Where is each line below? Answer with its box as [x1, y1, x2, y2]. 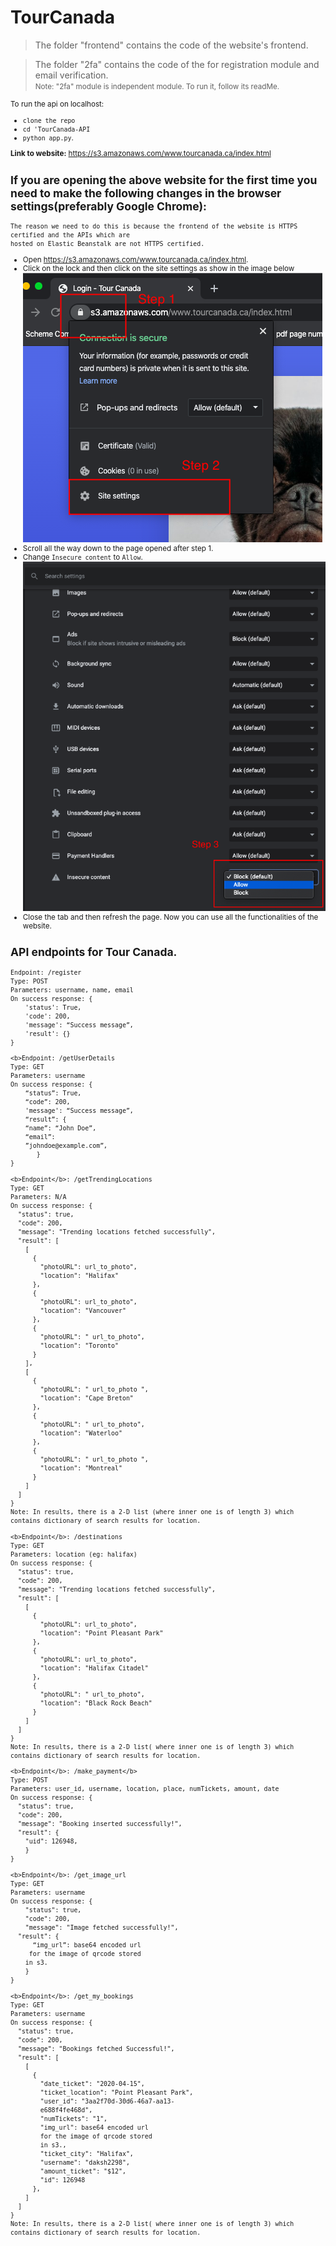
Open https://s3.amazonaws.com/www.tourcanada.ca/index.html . [22, 254, 249, 265]
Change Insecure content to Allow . [22, 552, 143, 562]
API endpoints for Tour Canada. [10, 945, 178, 960]
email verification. [34, 69, 109, 81]
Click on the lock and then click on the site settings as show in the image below [22, 263, 295, 273]
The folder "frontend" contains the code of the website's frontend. [34, 39, 309, 51]
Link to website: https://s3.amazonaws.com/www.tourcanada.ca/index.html [10, 149, 272, 159]
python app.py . [22, 132, 74, 143]
